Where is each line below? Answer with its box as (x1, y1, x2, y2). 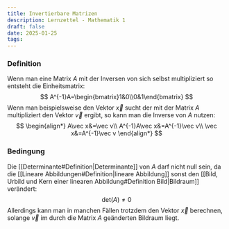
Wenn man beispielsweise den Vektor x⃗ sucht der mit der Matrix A (7, 103, 200, 112)
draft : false (7, 23, 45, 30)
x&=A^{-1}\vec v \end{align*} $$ (70, 129, 163, 137)
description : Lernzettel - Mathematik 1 (7, 17, 126, 24)
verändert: (7, 185, 37, 193)
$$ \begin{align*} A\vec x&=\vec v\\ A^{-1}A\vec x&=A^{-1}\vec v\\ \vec (16, 122, 217, 130)
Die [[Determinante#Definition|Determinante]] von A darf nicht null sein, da (7, 162, 221, 171)
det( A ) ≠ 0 (101, 195, 132, 203)
